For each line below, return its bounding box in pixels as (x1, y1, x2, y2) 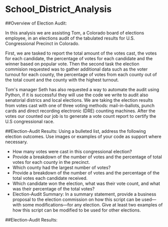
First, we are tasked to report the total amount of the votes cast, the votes (5, 50, 157, 56)
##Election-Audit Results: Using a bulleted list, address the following (5, 128, 146, 134)
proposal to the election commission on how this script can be (12, 196, 141, 202)
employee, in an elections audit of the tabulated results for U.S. (5, 35, 135, 41)
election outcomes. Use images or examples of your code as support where (5, 133, 161, 139)
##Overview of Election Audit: (5, 20, 67, 26)
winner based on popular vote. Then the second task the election (5, 61, 140, 67)
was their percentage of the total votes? (12, 185, 95, 191)
